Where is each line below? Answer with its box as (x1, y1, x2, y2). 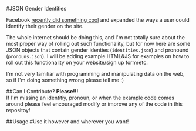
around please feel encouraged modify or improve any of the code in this (6, 100, 183, 108)
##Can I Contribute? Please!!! (6, 88, 79, 95)
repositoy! (6, 107, 31, 113)
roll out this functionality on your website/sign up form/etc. (6, 59, 148, 66)
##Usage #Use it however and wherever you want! (6, 118, 129, 125)
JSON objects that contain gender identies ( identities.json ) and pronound (6, 46, 189, 53)
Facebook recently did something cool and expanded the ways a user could (6, 16, 190, 23)
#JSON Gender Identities (6, 5, 67, 12)
